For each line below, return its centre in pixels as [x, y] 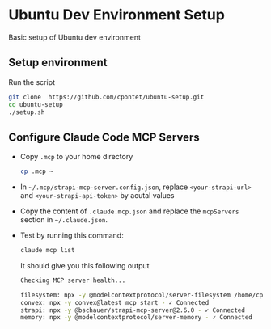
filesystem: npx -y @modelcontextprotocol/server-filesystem [125, 295]
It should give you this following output [85, 265]
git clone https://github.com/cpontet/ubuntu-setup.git [106, 97]
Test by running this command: [72, 235]
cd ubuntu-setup [36, 104]
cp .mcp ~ [37, 171]
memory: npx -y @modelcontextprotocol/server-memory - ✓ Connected [136, 318]
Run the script [32, 82]
